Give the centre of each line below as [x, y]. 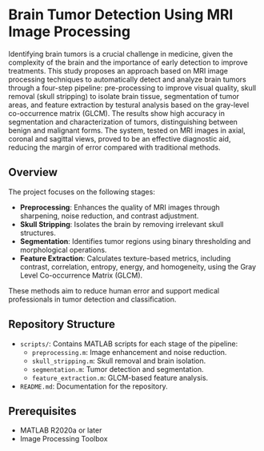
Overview [33, 172]
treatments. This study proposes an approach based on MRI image [118, 70]
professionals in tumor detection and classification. [92, 299]
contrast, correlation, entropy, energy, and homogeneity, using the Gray [138, 266]
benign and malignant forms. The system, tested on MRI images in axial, [127, 130]
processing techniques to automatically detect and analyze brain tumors [127, 79]
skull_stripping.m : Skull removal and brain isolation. [119, 361]
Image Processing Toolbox [64, 439]
